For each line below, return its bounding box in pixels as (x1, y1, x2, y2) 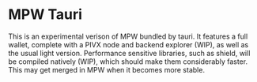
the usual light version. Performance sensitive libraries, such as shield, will (8, 48, 251, 58)
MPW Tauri (8, 6, 83, 24)
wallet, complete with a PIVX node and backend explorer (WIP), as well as (8, 39, 249, 49)
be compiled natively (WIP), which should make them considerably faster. (8, 57, 248, 66)
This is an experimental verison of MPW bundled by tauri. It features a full (8, 32, 248, 41)
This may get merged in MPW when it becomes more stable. (8, 65, 206, 74)
